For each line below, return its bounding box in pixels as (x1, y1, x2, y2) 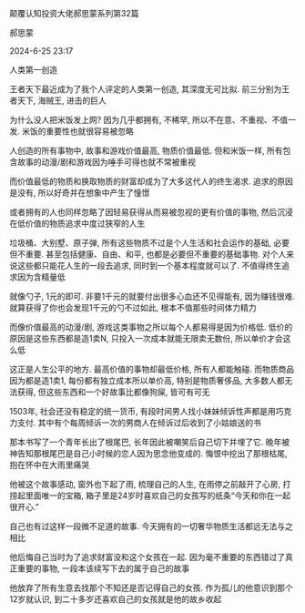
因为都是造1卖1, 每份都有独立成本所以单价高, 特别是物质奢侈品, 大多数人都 (9, 375, 285, 385)
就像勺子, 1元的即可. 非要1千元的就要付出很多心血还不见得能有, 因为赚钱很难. (9, 291, 296, 301)
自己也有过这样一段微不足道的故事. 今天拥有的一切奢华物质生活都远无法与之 (9, 521, 293, 531)
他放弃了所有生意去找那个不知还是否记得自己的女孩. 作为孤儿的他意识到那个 (9, 582, 293, 593)
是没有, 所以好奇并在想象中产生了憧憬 (9, 188, 150, 198)
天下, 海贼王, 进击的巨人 (16, 95, 107, 106)
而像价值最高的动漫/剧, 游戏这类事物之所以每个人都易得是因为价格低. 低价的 (9, 322, 293, 332)
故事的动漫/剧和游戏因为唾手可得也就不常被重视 (16, 157, 197, 167)
